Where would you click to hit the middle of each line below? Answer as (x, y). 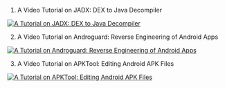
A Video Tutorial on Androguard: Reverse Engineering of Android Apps (118, 37)
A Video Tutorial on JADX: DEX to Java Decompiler (90, 10)
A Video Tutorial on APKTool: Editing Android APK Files (96, 64)
